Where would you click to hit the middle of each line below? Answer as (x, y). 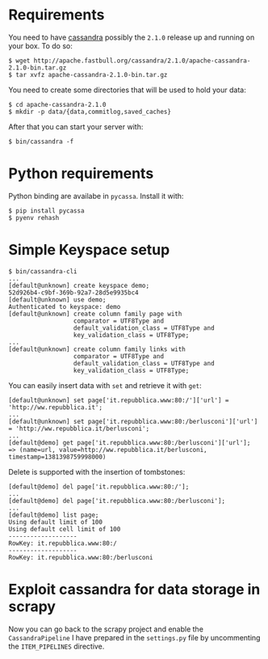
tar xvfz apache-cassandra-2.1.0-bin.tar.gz (92, 74)
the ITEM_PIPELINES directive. (57, 646)
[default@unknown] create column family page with (95, 314)
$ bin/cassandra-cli (43, 271)
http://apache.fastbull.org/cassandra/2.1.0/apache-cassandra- (142, 61)
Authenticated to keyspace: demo (65, 306)
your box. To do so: (40, 45)
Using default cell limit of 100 (65, 529)
